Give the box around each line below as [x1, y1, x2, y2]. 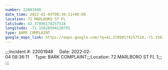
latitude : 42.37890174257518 [5, 21, 66, 26]
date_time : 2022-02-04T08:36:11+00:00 [5, 12, 86, 17]
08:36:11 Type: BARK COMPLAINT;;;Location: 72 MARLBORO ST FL [11, 54, 155, 60]
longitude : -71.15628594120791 [5, 26, 70, 31]
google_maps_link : [5, 35, 43, 40]
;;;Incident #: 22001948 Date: [5, 48, 70, 55]
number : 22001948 [5, 7, 41, 12]
